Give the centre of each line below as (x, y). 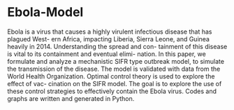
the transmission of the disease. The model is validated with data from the (114, 69)
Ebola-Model (45, 12)
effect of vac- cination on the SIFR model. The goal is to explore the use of (115, 83)
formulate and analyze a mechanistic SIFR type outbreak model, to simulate (116, 61)
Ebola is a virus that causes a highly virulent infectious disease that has (110, 32)
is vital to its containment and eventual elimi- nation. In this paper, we (107, 54)
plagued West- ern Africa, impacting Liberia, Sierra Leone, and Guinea (108, 39)
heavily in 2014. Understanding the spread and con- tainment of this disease (117, 46)
